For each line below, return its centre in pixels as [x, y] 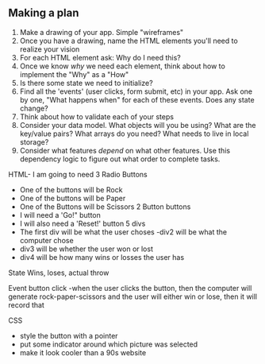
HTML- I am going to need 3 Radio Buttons [78, 174]
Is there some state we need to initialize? [86, 83]
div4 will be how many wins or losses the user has [102, 257]
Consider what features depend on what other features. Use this [125, 150]
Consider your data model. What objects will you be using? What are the [138, 125]
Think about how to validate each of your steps [97, 116]
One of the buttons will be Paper [73, 198]
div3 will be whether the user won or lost [86, 249]
